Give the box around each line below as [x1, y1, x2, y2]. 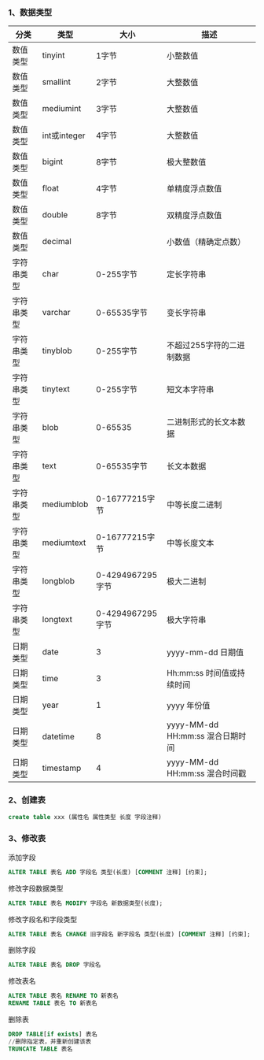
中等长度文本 [166, 538, 214, 549]
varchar [42, 307, 71, 318]
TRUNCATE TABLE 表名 [8, 1045, 73, 1053]
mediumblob [42, 498, 89, 510]
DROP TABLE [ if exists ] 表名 [8, 1030, 98, 1039]
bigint [42, 156, 64, 167]
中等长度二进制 [166, 499, 222, 510]
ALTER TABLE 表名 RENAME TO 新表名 [8, 992, 119, 1000]
